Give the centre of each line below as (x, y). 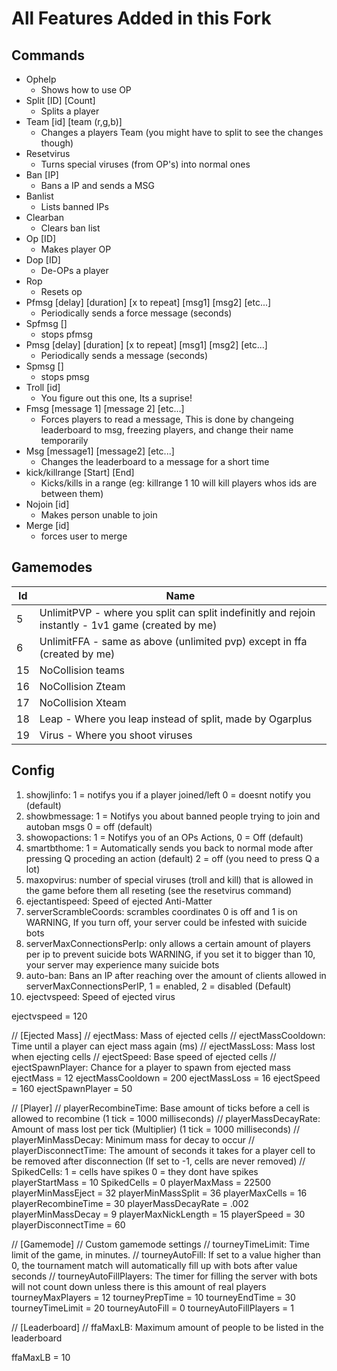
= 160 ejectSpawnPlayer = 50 (72, 1088)
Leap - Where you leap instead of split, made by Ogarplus (176, 719)
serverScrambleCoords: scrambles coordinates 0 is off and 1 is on (161, 911)
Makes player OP (76, 249)
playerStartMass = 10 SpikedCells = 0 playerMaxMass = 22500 (141, 1182)
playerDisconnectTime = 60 (68, 1224)
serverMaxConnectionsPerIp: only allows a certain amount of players (168, 943)
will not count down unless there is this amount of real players (139, 1286)
